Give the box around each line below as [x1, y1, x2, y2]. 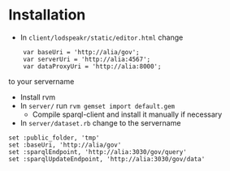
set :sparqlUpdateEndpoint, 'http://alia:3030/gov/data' [8, 155, 206, 163]
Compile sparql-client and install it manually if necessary [32, 109, 223, 119]
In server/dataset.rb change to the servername [20, 118, 181, 127]
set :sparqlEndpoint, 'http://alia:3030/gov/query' [8, 147, 187, 156]
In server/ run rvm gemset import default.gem [20, 100, 176, 110]
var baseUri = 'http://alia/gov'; [23, 48, 140, 56]
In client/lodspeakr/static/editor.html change [20, 32, 184, 42]
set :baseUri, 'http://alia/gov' [8, 140, 122, 149]
